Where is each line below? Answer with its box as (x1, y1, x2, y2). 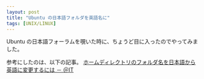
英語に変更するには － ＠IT (6, 66, 74, 73)
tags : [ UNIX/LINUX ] (6, 20, 57, 26)
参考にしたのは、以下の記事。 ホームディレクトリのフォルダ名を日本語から (6, 59, 196, 66)
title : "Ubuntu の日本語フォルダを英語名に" (6, 15, 111, 21)
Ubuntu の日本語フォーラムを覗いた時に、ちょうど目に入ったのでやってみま (6, 38, 198, 45)
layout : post (6, 9, 40, 15)
